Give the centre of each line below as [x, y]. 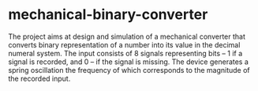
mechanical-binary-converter [108, 15]
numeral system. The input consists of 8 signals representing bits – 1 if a [125, 53]
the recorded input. [39, 78]
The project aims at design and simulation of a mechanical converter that [127, 36]
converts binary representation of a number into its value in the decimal [124, 44]
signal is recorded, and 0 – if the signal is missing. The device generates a [128, 62]
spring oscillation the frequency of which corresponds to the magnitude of [129, 70]
